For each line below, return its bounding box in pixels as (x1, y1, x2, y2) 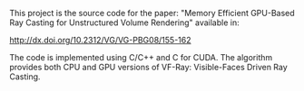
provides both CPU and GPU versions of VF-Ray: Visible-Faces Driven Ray (9, 62, 288, 72)
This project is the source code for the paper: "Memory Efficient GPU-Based (9, 8, 295, 18)
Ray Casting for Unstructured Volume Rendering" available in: (9, 17, 240, 28)
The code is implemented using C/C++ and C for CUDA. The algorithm (9, 52, 273, 62)
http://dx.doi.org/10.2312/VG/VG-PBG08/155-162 (9, 35, 191, 45)
